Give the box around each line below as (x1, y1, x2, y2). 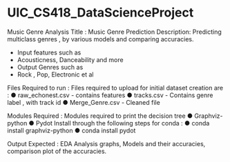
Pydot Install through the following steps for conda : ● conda (35, 119, 210, 127)
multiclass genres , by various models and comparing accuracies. (7, 34, 194, 43)
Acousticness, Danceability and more (17, 55, 124, 63)
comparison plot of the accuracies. (7, 147, 107, 155)
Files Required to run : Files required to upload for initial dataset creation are (7, 83, 223, 92)
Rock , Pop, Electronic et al (17, 70, 94, 79)
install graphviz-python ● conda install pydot (7, 126, 136, 134)
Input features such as (17, 48, 82, 57)
